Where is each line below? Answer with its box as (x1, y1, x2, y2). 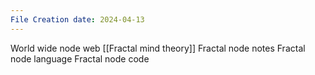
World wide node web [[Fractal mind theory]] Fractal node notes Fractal (10, 42, 306, 54)
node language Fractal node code (10, 52, 150, 65)
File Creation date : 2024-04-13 (10, 14, 145, 25)
